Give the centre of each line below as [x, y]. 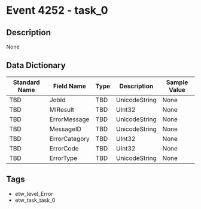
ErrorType [63, 158]
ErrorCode [64, 148]
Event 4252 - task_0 [57, 10]
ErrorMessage [69, 119]
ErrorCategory [69, 139]
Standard [26, 82]
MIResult [62, 109]
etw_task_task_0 [35, 200]
